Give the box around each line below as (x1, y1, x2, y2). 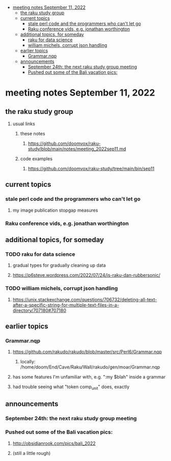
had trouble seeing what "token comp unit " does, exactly (12, 384, 130, 391)
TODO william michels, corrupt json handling (5, 285, 118, 292)
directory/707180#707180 (12, 307, 67, 313)
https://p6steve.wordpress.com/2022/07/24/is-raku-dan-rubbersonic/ (12, 272, 160, 278)
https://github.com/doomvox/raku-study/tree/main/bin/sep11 (27, 165, 155, 171)
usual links (12, 121, 36, 127)
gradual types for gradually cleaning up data (12, 262, 106, 269)
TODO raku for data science (5, 250, 75, 257)
